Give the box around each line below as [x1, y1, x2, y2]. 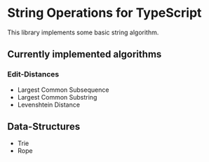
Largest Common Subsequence [17, 86, 109, 94]
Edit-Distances [7, 69, 60, 79]
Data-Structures [7, 121, 81, 133]
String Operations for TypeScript [7, 5, 202, 21]
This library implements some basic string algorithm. [7, 28, 159, 36]
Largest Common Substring [17, 93, 97, 101]
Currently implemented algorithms [7, 48, 162, 60]
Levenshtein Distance [17, 100, 81, 109]
